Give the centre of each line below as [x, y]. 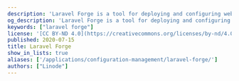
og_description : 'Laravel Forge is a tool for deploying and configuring [119, 20]
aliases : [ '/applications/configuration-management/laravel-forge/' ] [113, 60]
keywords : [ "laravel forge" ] [51, 27]
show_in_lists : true [38, 54]
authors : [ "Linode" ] [38, 66]
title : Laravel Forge [39, 46]
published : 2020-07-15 [41, 40]
